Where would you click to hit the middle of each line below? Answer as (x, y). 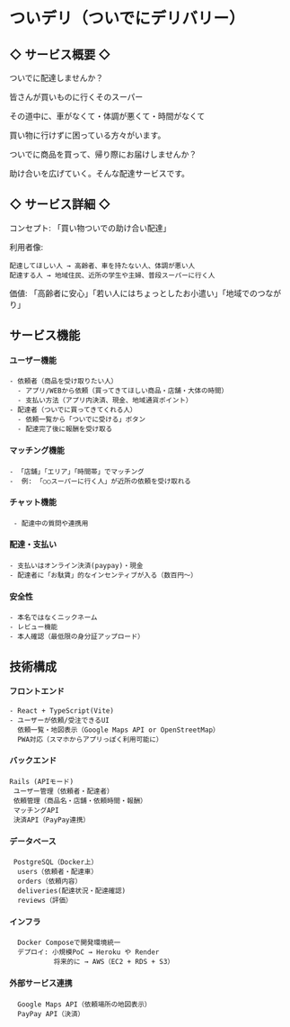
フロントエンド (37, 691)
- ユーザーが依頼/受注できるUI (60, 720)
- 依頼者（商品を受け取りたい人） (64, 382)
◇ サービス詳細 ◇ (60, 205)
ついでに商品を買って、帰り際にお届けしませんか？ (103, 154)
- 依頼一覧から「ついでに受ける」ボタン (82, 419)
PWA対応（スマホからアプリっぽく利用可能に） (90, 739)
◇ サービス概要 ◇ (60, 54)
